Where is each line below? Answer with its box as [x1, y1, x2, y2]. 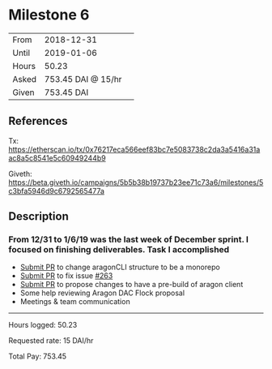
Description [8, 209, 69, 224]
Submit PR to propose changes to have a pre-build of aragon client [19, 280, 244, 290]
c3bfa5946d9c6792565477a [8, 186, 105, 195]
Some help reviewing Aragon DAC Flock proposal [19, 288, 185, 298]
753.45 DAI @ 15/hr [44, 73, 122, 84]
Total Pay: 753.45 [8, 351, 67, 362]
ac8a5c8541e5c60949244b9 [8, 152, 107, 163]
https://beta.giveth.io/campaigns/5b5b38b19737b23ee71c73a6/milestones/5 [8, 177, 264, 187]
